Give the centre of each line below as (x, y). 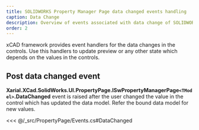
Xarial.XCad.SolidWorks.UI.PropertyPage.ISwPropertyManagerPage (93, 90)
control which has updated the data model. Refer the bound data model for (97, 103)
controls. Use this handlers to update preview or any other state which (92, 51)
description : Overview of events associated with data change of (88, 22)
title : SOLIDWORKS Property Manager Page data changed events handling (96, 12)
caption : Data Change (33, 17)
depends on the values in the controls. (53, 57)
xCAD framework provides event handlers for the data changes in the (91, 45)
